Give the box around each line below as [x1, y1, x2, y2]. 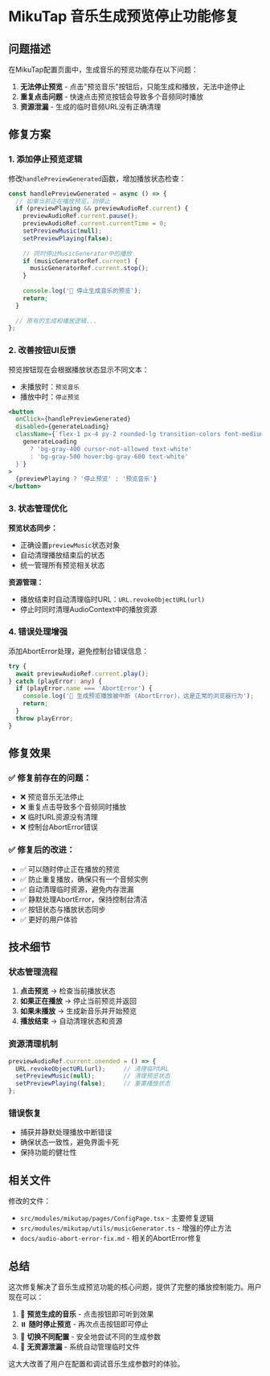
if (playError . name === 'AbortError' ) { [15, 684, 153, 692]
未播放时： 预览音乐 [19, 381, 80, 391]
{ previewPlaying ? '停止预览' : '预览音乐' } [15, 475, 157, 483]
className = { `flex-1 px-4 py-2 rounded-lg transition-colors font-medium [15, 430, 264, 438]
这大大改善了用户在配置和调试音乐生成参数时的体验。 [8, 1358, 185, 1368]
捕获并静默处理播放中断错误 [19, 1127, 112, 1137]
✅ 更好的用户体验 [19, 914, 78, 924]
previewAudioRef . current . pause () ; [22, 212, 138, 220]
